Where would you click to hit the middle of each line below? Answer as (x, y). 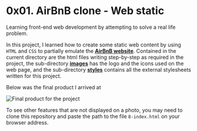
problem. (17, 33)
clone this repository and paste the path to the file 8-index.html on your (93, 116)
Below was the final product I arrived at (54, 87)
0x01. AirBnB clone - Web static (85, 11)
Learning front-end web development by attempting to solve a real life (91, 27)
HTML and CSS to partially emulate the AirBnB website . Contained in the (91, 51)
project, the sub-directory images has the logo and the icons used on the (95, 63)
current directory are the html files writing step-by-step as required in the (95, 57)
